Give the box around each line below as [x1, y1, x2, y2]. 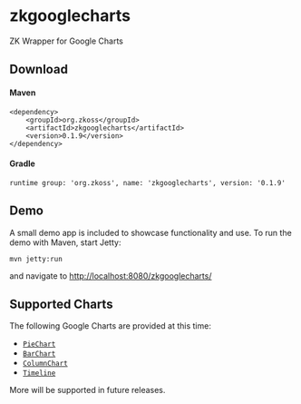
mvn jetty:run [9, 254, 63, 263]
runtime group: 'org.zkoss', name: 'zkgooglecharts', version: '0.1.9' [9, 178, 286, 187]
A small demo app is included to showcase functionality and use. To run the [9, 227, 292, 238]
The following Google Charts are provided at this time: [9, 320, 211, 331]
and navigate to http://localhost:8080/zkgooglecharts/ [9, 270, 212, 281]
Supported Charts [9, 296, 113, 311]
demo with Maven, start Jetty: [9, 237, 121, 248]
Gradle [9, 158, 36, 169]
